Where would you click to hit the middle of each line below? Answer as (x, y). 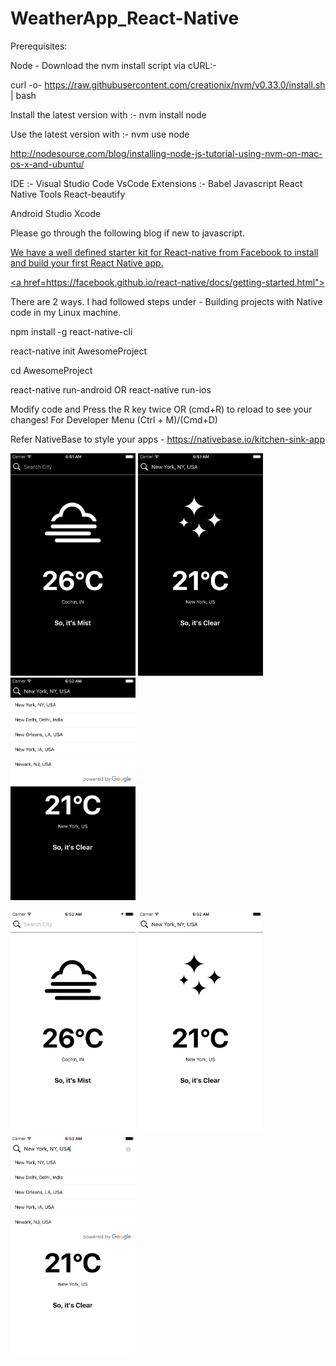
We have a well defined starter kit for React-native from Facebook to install (164, 252)
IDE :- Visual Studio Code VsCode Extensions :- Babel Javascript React (156, 183)
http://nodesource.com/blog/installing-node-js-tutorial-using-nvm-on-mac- (166, 153)
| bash (23, 95)
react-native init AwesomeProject (79, 351)
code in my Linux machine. (66, 312)
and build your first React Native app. (87, 263)
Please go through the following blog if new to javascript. (127, 233)
